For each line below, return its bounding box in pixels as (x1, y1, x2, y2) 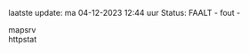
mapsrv (8, 25, 36, 34)
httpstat (8, 34, 37, 44)
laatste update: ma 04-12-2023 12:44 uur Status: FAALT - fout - (8, 8, 241, 18)
